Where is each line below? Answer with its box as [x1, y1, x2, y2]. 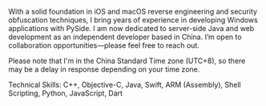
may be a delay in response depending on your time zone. [8, 65, 200, 74]
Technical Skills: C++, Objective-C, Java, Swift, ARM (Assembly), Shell [8, 80, 242, 89]
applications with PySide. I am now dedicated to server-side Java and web [8, 24, 255, 33]
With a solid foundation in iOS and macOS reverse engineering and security [8, 7, 258, 16]
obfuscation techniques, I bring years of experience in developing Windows [8, 15, 258, 25]
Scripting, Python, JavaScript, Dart [8, 88, 123, 98]
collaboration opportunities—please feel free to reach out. [8, 41, 200, 50]
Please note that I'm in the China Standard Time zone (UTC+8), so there [8, 56, 246, 65]
